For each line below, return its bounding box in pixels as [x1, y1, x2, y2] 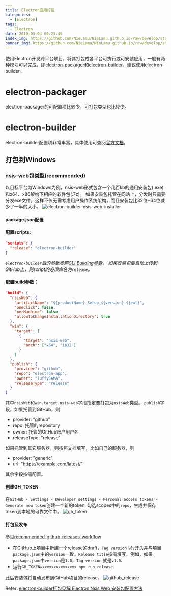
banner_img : [5, 41, 31, 46]
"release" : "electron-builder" [10, 245, 76, 250]
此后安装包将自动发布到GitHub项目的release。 [5, 574, 102, 581]
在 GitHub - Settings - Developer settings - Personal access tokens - [5, 496, 158, 502]
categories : [5, 12, 31, 17]
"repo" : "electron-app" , [14, 371, 67, 376]
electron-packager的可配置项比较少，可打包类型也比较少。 [5, 103, 129, 110]
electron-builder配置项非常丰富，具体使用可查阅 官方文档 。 [5, 139, 129, 145]
